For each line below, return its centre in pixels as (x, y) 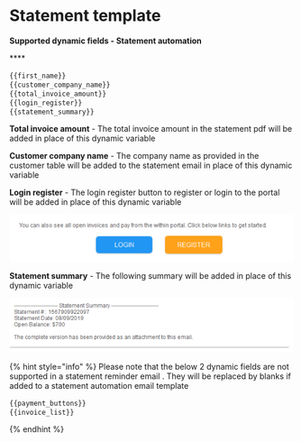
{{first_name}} (38, 76)
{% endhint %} (37, 429)
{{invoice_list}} (42, 413)
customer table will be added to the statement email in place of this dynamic (151, 165)
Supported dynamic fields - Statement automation (106, 41)
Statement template (85, 16)
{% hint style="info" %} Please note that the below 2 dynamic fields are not (150, 367)
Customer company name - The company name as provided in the (134, 155)
